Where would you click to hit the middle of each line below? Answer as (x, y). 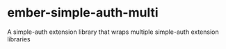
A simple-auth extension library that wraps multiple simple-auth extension (113, 32)
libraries (19, 39)
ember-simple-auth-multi (83, 13)
